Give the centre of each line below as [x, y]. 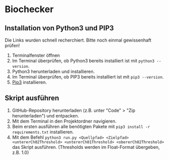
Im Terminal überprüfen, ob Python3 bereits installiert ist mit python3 [83, 61]
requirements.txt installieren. [43, 132]
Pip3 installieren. [29, 82]
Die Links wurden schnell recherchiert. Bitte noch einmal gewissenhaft [78, 40]
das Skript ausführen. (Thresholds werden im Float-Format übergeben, [86, 147]
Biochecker [29, 9]
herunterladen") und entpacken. [46, 115]
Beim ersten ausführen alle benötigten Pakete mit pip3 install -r [81, 126]
